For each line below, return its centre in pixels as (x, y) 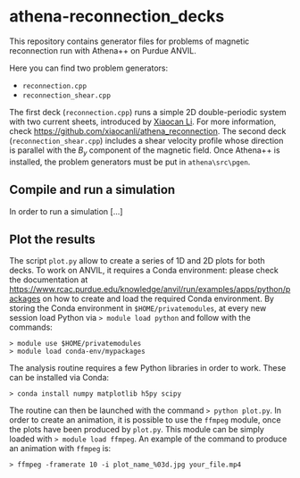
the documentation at (49, 280)
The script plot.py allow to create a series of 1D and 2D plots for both (137, 261)
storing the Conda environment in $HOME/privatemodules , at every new (138, 308)
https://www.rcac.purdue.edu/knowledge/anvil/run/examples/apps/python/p (150, 289)
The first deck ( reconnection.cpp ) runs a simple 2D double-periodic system (148, 112)
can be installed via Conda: (59, 378)
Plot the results (52, 239)
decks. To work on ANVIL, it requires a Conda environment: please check (144, 271)
